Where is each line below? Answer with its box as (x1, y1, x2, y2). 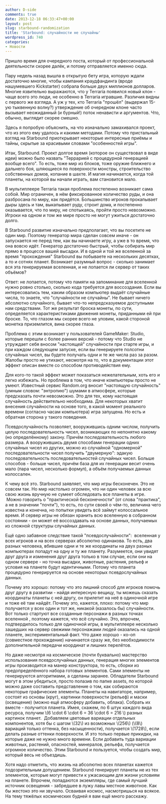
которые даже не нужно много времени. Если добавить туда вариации (5, 736, 156, 742)
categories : (5, 40, 30, 45)
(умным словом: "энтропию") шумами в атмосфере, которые (5, 387, 136, 393)
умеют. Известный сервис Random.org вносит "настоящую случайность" (5, 382, 161, 388)
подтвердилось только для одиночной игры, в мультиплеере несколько (5, 621, 159, 627)
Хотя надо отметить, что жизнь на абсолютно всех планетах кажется (5, 761, 153, 767)
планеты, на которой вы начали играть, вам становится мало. (5, 176, 137, 182)
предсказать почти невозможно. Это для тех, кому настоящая (5, 393, 138, 399)
